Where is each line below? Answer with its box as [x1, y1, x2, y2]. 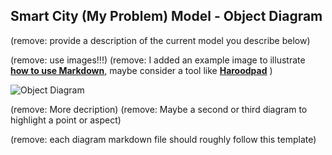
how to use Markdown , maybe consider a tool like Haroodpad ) [10, 64, 273, 76]
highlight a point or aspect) [10, 114, 122, 126]
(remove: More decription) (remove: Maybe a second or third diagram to [10, 103, 308, 115]
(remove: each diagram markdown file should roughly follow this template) [10, 133, 317, 145]
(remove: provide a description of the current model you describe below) [10, 34, 311, 46]
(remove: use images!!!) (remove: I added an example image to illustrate [10, 54, 306, 66]
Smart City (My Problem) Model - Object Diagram [10, 8, 323, 25]
